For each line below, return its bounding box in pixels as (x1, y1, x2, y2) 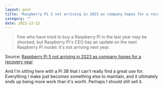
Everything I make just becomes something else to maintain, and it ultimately (5, 73, 158, 79)
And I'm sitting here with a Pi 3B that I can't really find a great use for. (5, 69, 144, 74)
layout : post (5, 7, 32, 12)
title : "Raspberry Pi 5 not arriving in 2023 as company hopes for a (5, 12, 149, 17)
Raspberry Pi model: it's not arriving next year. (16, 44, 110, 50)
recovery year (5, 59, 33, 65)
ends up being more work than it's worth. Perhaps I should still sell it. (5, 79, 143, 85)
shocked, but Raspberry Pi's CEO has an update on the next (16, 39, 137, 45)
